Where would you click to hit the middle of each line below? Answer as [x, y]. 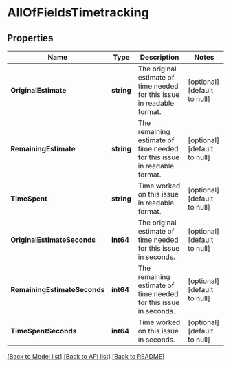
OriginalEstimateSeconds [53, 240]
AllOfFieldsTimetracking [78, 13]
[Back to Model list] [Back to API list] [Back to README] [86, 356]
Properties [30, 38]
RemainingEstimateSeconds [58, 290]
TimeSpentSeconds [44, 331]
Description [159, 57]
